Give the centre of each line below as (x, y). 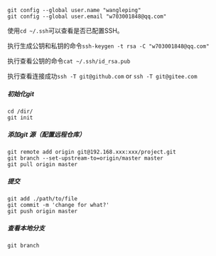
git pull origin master (43, 164)
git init (20, 118)
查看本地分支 (26, 227)
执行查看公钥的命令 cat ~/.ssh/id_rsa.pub (69, 61)
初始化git (21, 93)
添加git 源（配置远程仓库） (47, 134)
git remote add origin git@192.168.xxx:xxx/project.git (92, 152)
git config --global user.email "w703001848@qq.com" (87, 16)
